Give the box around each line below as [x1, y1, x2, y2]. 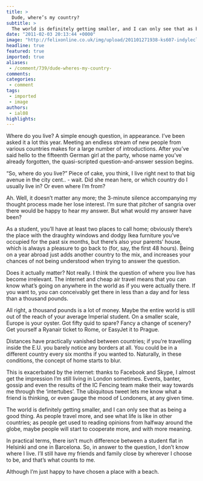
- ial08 [8, 110, 28, 116]
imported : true [6, 54, 45, 60]
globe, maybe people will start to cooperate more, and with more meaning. [6, 425, 192, 433]
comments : [6, 71, 31, 77]
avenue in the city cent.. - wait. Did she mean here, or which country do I [6, 176, 188, 183]
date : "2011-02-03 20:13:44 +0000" [6, 31, 96, 38]
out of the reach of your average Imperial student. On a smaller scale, [6, 313, 179, 321]
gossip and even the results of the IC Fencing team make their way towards [6, 382, 194, 389]
